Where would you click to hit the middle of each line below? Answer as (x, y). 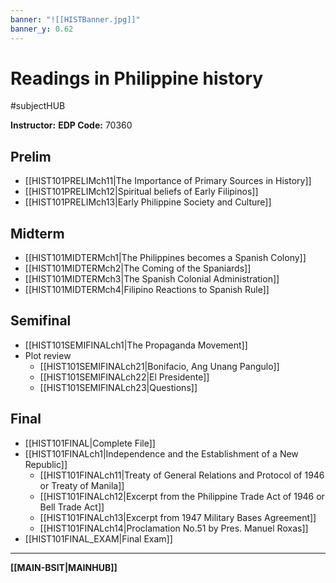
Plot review (48, 355)
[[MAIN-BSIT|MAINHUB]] (64, 567)
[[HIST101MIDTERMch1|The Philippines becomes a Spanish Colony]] (165, 258)
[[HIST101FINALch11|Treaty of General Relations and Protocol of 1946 (182, 475)
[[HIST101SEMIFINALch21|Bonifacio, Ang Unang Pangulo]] (159, 366)
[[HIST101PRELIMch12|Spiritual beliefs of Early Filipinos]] (141, 192)
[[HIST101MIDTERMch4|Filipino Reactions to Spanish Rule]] (147, 290)
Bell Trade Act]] (72, 507)
